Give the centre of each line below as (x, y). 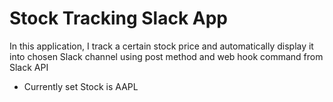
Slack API (29, 67)
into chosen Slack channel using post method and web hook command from (166, 56)
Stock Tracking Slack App (119, 18)
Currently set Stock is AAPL (81, 86)
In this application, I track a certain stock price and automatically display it (161, 46)
